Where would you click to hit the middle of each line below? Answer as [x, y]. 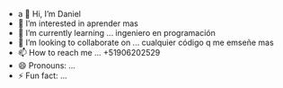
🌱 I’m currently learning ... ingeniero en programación [116, 33]
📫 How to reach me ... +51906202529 [89, 53]
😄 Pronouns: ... [47, 66]
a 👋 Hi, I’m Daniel [49, 14]
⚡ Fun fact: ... [42, 75]
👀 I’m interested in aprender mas [78, 23]
